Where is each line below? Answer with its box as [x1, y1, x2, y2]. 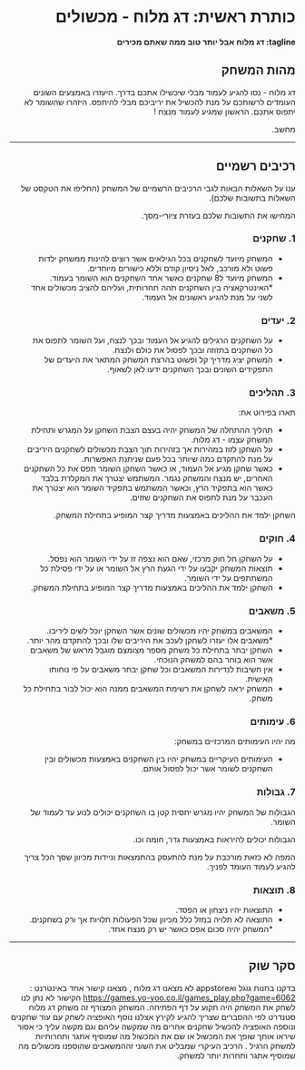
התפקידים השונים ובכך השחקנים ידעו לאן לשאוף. [107, 364, 273, 375]
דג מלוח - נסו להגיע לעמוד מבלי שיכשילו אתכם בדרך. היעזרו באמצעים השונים [33, 86, 296, 97]
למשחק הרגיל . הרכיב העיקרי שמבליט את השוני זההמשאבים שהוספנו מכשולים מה [17, 1040, 296, 1051]
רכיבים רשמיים [215, 159, 296, 174]
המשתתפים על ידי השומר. [184, 572, 273, 583]
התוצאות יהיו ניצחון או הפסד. [175, 904, 273, 915]
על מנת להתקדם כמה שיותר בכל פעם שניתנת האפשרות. [81, 454, 273, 465]
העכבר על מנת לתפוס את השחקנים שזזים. [130, 492, 273, 503]
